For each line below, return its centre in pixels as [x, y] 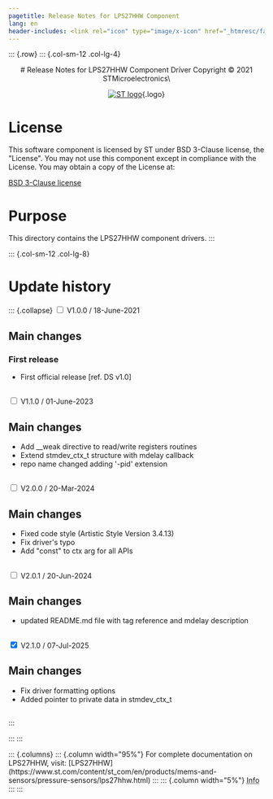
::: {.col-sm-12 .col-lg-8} [49, 254]
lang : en [23, 24]
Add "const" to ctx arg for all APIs [77, 551]
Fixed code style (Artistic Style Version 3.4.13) [97, 534]
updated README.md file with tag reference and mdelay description [134, 621]
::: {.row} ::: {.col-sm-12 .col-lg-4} [65, 55]
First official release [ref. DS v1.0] [76, 377]
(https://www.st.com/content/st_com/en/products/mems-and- [113, 772]
